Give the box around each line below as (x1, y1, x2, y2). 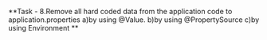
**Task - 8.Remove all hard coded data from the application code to (8, 7, 233, 16)
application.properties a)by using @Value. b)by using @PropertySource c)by (8, 15, 260, 24)
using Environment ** (8, 24, 79, 32)
